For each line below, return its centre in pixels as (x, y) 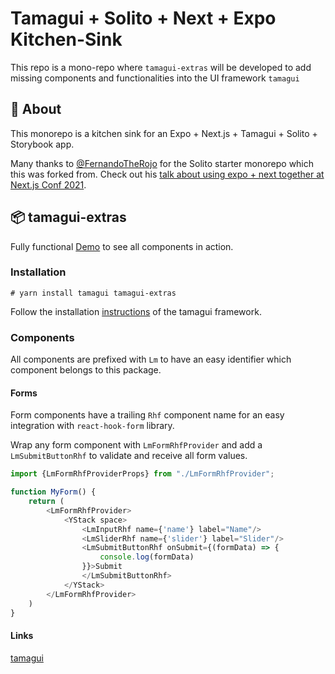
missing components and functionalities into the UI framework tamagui (155, 78)
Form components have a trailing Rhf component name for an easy (147, 415)
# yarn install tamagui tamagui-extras (93, 293)
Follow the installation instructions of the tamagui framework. (136, 311)
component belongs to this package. (86, 370)
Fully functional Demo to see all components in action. (122, 246)
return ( (46, 502)
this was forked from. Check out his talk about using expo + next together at (167, 174)
